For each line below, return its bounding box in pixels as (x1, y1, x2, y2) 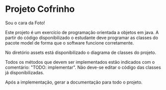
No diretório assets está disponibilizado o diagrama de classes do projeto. (5, 49, 157, 55)
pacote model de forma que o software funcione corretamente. (5, 40, 134, 45)
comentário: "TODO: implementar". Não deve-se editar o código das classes (5, 64, 161, 70)
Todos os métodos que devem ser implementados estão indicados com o (5, 59, 155, 65)
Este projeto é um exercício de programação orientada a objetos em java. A (5, 29, 159, 35)
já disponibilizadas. (5, 69, 45, 75)
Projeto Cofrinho (5, 3, 75, 15)
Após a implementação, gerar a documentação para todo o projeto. (5, 79, 143, 85)
